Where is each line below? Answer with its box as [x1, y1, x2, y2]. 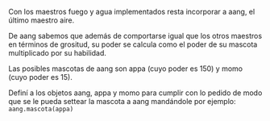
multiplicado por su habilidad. [8, 48, 107, 57]
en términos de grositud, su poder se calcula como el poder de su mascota [8, 40, 258, 49]
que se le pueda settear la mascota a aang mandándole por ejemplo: [8, 97, 236, 106]
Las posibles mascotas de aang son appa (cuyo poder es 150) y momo [8, 64, 243, 73]
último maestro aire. [8, 15, 75, 25]
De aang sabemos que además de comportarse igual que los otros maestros [8, 31, 263, 40]
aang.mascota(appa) [8, 105, 74, 113]
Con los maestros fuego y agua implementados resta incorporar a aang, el [8, 7, 255, 16]
